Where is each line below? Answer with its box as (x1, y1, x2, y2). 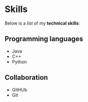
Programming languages (4, 35, 83, 43)
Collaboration (4, 73, 48, 82)
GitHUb (11, 86, 27, 92)
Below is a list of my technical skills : (4, 20, 80, 26)
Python (11, 59, 27, 65)
